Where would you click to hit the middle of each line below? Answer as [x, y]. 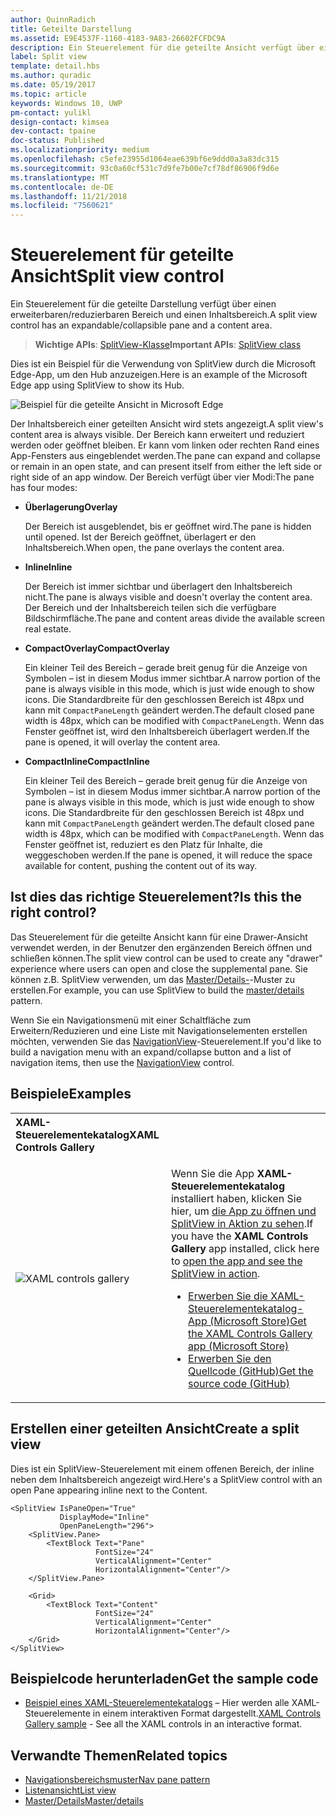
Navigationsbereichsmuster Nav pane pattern [117, 1780]
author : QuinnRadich [53, 19]
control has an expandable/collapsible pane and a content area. [141, 325]
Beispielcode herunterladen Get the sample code [164, 1678]
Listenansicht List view [70, 1790]
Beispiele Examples [71, 1094]
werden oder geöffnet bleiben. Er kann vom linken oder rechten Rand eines [165, 445]
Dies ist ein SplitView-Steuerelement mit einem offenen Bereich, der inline [162, 1468]
